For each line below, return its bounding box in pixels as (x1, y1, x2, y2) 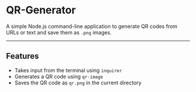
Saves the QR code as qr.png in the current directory (14, 79, 142, 86)
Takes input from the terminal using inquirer (14, 66, 123, 73)
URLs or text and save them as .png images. (6, 29, 112, 36)
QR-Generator (6, 3, 76, 17)
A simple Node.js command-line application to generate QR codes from (6, 23, 178, 30)
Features (6, 51, 39, 61)
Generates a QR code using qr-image (14, 73, 103, 80)
